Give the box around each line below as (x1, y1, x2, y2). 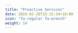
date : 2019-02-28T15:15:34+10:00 (5, 12, 74, 16)
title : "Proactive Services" (5, 7, 65, 12)
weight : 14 (5, 20, 27, 26)
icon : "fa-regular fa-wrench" (5, 16, 67, 21)
